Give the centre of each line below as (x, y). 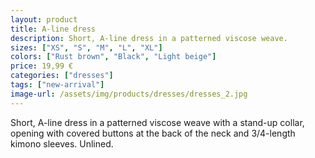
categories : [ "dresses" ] (62, 76)
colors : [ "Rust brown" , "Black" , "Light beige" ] (113, 57)
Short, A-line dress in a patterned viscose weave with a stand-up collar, (157, 122)
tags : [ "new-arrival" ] (57, 85)
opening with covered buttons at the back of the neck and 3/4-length (153, 133)
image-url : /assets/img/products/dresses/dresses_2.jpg (129, 94)
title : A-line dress (53, 29)
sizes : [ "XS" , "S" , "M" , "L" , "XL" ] (86, 47)
